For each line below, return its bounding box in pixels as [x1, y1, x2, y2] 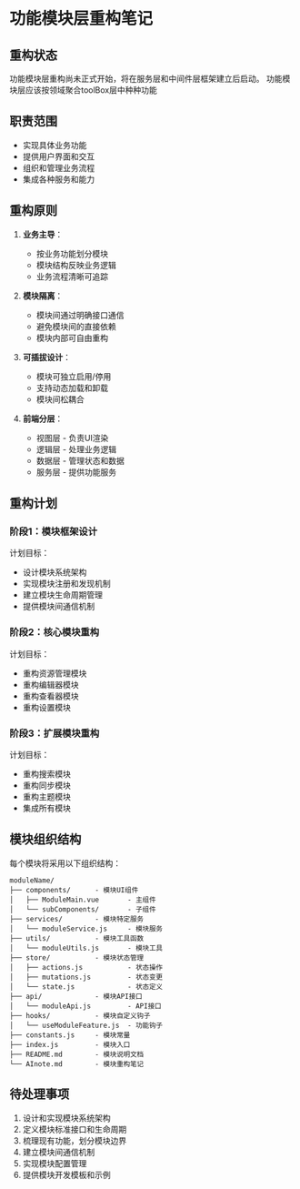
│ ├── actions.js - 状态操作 [9, 962, 164, 972]
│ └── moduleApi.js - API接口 [9, 1002, 162, 1011]
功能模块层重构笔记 [9, 8, 154, 29]
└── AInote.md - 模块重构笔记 [9, 1059, 144, 1069]
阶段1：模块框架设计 [9, 525, 98, 538]
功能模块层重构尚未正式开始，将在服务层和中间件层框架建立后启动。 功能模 [9, 74, 291, 84]
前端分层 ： [22, 413, 64, 424]
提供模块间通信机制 [22, 601, 95, 612]
